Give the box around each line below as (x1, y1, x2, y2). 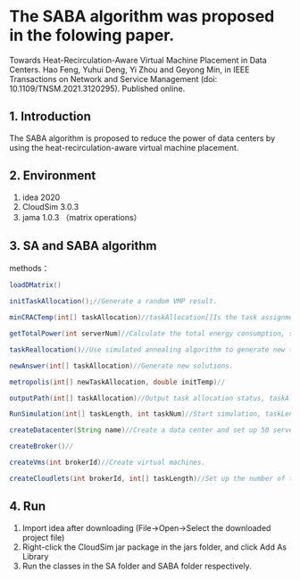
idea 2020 (21, 192, 61, 203)
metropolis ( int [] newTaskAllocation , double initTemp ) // (9, 377, 226, 386)
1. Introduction (9, 109, 91, 124)
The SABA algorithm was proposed (9, 6, 275, 27)
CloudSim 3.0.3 (21, 201, 79, 211)
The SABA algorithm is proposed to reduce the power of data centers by (9, 132, 276, 144)
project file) (21, 532, 65, 543)
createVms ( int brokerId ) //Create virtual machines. (9, 458, 205, 467)
